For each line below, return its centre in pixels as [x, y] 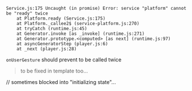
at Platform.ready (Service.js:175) [61, 19]
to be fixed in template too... [54, 71]
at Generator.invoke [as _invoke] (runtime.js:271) [81, 34]
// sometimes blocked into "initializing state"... [61, 82]
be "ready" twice [27, 13]
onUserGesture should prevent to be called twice [64, 60]
